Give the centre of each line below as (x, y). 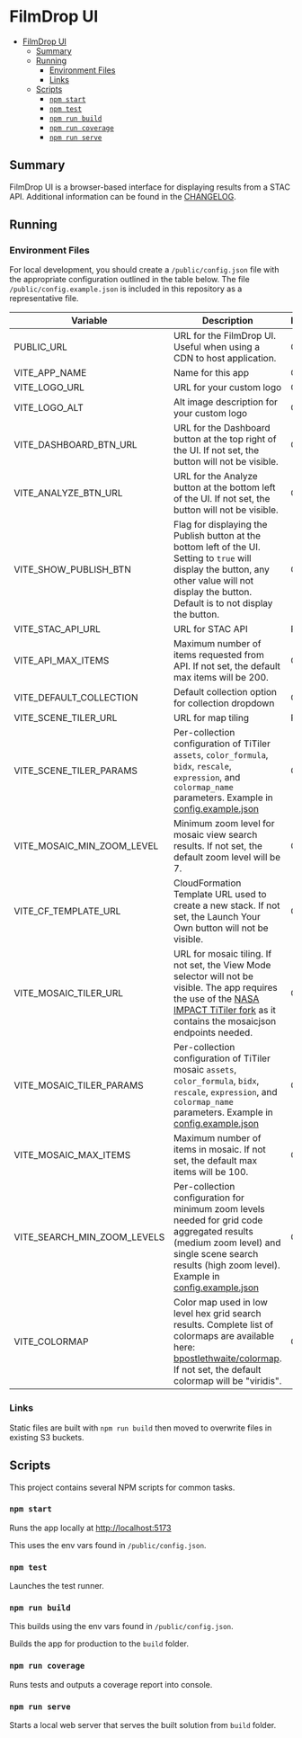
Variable (89, 321)
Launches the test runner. (57, 1586)
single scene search (216, 1254)
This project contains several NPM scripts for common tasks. (122, 1487)
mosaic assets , (205, 1070)
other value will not (214, 581)
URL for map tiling (212, 718)
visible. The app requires (226, 988)
